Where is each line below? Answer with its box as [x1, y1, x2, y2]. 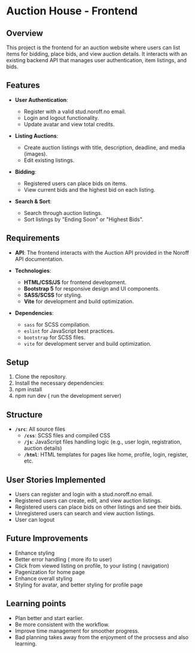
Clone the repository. [14, 373, 67, 380]
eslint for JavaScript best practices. [23, 327, 115, 334]
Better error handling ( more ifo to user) [14, 555, 112, 563]
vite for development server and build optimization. [23, 340, 151, 347]
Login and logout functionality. [23, 114, 99, 121]
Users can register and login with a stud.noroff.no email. [14, 491, 154, 498]
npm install [14, 386, 42, 393]
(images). [23, 150, 48, 157]
